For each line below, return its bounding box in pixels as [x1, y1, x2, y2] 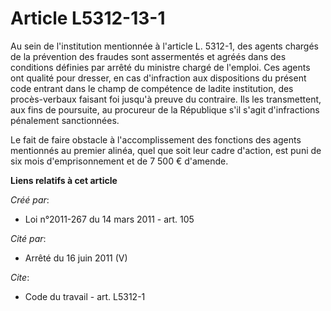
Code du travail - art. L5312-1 [24, 290, 146, 302]
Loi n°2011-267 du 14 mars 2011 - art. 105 [24, 213, 195, 225]
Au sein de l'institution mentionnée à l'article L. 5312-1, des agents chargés [10, 40, 320, 52]
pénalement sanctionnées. [10, 114, 120, 126]
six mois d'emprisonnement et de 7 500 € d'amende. [10, 155, 229, 167]
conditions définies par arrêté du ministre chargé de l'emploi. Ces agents [10, 61, 311, 73]
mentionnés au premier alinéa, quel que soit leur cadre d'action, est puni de [10, 144, 322, 156]
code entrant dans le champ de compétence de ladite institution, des [10, 82, 294, 94]
